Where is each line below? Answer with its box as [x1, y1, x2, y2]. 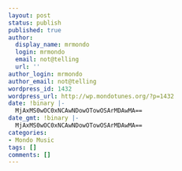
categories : [8, 128, 47, 136]
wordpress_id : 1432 [8, 84, 72, 93]
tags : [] [8, 143, 37, 151]
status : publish [8, 19, 61, 27]
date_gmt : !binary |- [8, 114, 80, 122]
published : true [8, 26, 61, 34]
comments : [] [8, 151, 51, 158]
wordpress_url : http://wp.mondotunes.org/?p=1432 [8, 92, 175, 100]
